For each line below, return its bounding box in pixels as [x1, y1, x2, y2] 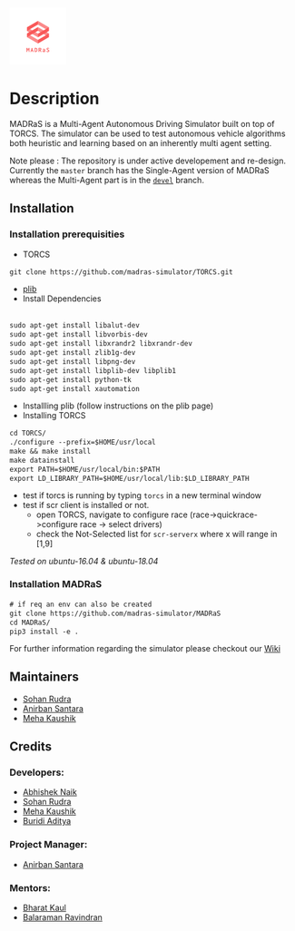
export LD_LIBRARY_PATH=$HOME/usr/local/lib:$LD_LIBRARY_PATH [9, 474, 250, 483]
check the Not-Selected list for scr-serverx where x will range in [35, 528, 278, 539]
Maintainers [9, 670, 80, 685]
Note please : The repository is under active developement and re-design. [9, 155, 286, 166]
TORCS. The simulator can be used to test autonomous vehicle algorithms [9, 128, 286, 139]
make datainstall [9, 456, 75, 465]
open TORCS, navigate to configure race [35, 509, 188, 520]
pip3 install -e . [9, 627, 79, 636]
